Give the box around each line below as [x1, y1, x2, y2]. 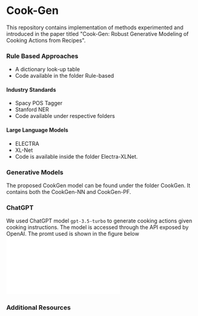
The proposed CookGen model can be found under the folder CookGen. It [6, 182, 191, 189]
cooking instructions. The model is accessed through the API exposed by [6, 224, 189, 231]
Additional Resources [6, 303, 71, 312]
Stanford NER [15, 106, 50, 113]
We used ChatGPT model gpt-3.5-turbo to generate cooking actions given [6, 217, 193, 225]
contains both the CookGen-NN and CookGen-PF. [6, 188, 131, 195]
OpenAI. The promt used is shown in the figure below [6, 230, 139, 238]
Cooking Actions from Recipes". [6, 36, 86, 44]
